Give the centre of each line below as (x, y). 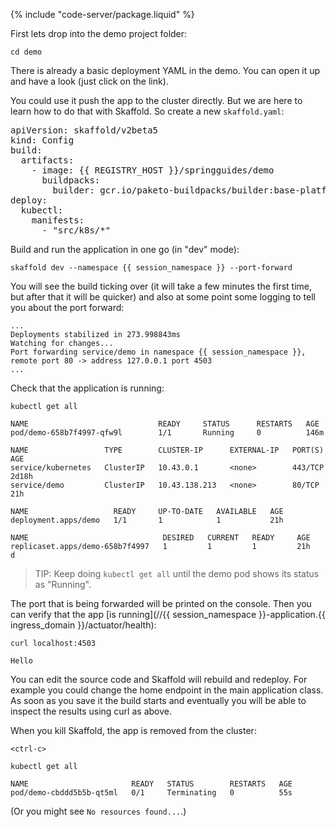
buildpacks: (71, 180)
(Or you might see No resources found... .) (98, 811)
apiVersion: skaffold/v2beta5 (84, 130)
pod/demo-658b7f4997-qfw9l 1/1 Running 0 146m (167, 433)
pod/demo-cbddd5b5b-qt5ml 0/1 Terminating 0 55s (151, 793)
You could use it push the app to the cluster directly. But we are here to (156, 100)
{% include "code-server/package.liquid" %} (102, 14)
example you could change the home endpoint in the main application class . (167, 690)
